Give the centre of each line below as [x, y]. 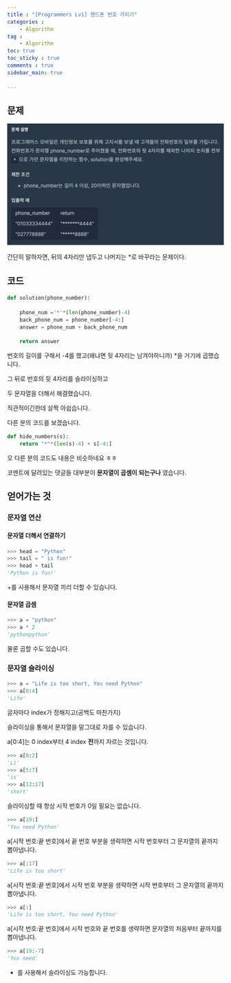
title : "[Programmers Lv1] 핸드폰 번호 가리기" [72, 14]
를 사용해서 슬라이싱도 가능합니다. [62, 973]
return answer [40, 342]
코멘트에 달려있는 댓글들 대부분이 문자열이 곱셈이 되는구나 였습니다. [97, 473]
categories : [26, 22]
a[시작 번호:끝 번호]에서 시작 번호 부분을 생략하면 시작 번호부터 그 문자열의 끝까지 [115, 884]
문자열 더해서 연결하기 [36, 535]
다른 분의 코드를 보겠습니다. [44, 423]
